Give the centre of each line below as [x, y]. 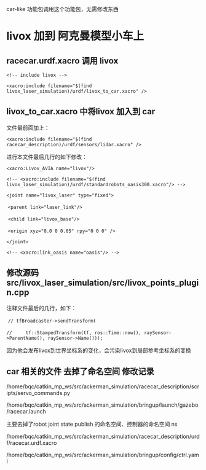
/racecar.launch [26, 412]
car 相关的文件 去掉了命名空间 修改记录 [81, 371]
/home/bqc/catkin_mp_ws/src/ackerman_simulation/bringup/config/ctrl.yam [103, 455]
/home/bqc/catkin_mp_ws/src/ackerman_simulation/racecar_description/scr [103, 386]
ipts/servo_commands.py [38, 393]
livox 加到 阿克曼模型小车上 [75, 36]
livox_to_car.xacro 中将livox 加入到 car [81, 112]
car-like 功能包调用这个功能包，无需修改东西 [62, 9]
